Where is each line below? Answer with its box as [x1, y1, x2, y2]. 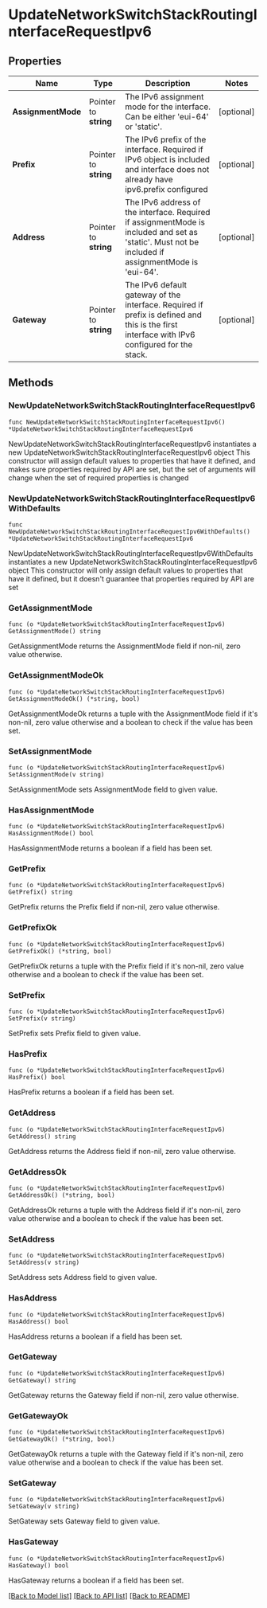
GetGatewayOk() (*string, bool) [8, 1435, 115, 1443]
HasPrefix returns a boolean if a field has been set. [8, 1087, 175, 1097]
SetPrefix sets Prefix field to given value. [8, 1029, 141, 1039]
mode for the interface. [124, 101, 211, 112]
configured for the [124, 339, 193, 350]
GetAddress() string [8, 1133, 77, 1140]
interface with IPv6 [124, 329, 196, 340]
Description [145, 78, 191, 88]
